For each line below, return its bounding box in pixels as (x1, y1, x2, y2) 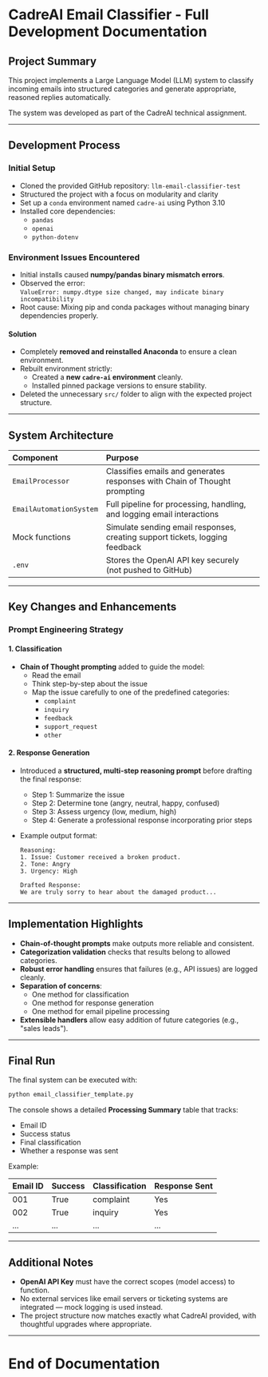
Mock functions (12, 531, 71, 543)
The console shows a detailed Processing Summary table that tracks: (8, 1105, 238, 1115)
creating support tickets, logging (105, 531, 228, 543)
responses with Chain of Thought (105, 476, 231, 487)
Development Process (8, 138, 121, 153)
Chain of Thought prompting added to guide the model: (19, 662, 205, 671)
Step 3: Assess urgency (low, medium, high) (31, 806, 177, 816)
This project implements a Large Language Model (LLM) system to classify (8, 76, 254, 85)
